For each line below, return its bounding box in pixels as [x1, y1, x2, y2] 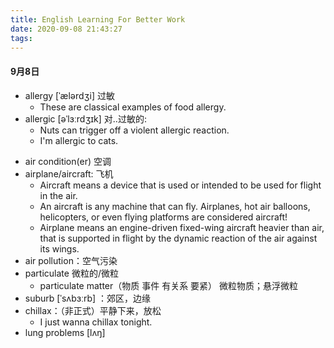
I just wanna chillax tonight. [39, 316, 153, 328]
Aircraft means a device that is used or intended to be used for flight [39, 179, 322, 191]
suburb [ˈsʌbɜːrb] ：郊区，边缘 [24, 292, 151, 304]
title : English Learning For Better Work [10, 14, 186, 25]
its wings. [39, 242, 80, 255]
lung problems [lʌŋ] [24, 326, 106, 338]
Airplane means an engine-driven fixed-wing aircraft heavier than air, [39, 221, 325, 233]
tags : [10, 33, 33, 43]
